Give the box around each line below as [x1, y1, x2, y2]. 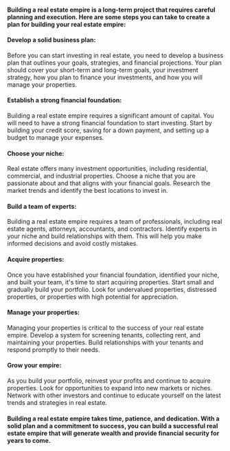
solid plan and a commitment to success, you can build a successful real [7, 421, 218, 430]
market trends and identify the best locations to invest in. [7, 187, 168, 195]
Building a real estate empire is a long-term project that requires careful [7, 6, 216, 14]
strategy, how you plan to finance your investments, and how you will [7, 73, 203, 81]
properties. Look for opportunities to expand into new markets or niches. [7, 384, 213, 392]
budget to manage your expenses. [7, 134, 104, 141]
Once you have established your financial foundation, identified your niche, [7, 271, 220, 279]
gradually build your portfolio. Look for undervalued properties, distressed [7, 285, 217, 293]
